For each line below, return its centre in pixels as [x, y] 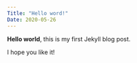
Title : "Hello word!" [38, 13]
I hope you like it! [31, 52]
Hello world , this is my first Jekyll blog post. [69, 39]
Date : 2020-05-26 [32, 20]
